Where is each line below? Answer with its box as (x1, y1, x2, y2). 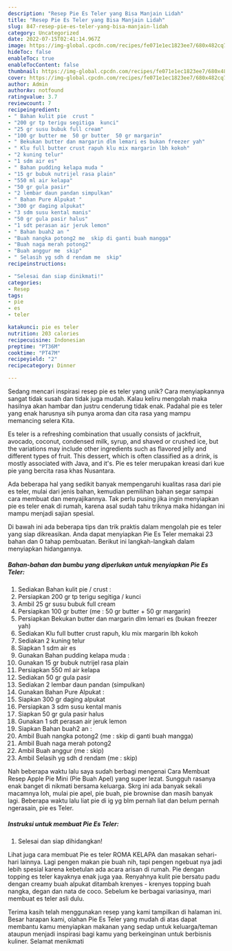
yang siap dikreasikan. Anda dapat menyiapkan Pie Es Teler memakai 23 (8, 530, 213, 538)
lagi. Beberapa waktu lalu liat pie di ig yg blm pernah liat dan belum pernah (8, 796, 220, 805)
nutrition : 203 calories (8, 330, 79, 337)
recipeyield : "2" (8, 356, 58, 363)
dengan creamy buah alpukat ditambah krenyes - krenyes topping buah (8, 879, 211, 888)
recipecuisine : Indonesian (8, 336, 85, 344)
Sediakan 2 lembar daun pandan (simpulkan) (17, 680, 145, 689)
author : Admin (8, 81, 49, 88)
